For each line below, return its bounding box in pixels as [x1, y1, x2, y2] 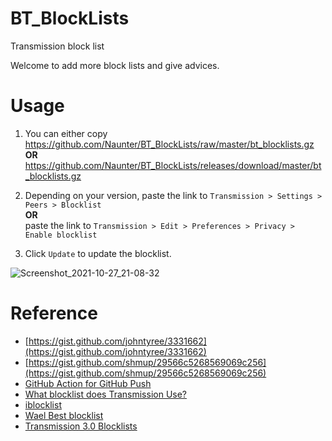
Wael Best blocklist [24, 409, 104, 421]
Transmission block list [10, 40, 105, 52]
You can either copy [24, 127, 108, 139]
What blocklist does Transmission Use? [24, 388, 188, 400]
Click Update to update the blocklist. [24, 247, 172, 259]
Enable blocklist [24, 230, 98, 240]
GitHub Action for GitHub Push [24, 377, 152, 389]
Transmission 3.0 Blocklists [24, 420, 138, 432]
